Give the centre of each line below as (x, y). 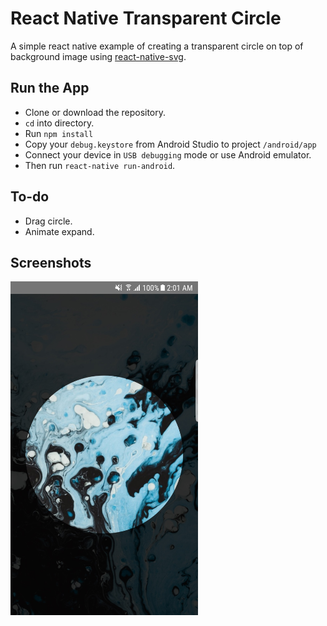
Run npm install (59, 133)
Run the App (50, 88)
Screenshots (51, 262)
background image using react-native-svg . (98, 56)
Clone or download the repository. (95, 112)
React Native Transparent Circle (146, 18)
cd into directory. (59, 123)
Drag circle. (48, 221)
